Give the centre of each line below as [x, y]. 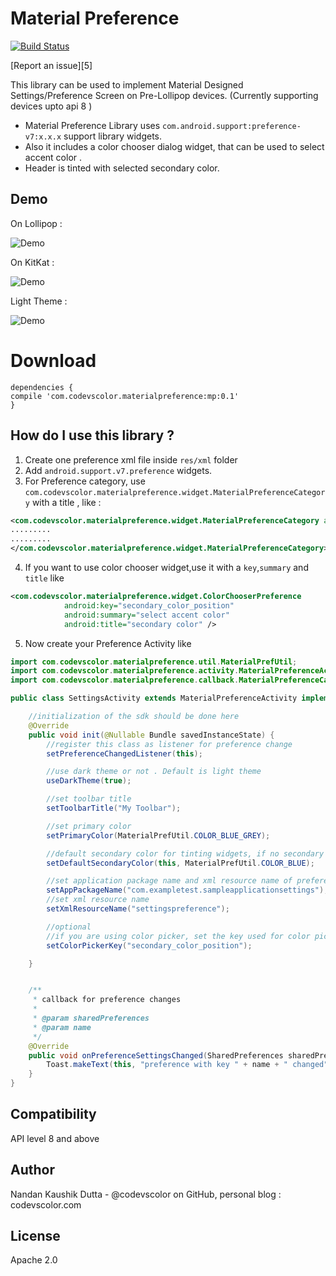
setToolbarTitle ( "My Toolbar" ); [114, 808]
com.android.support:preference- [232, 126]
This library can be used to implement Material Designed [127, 84]
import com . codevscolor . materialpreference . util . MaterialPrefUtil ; [154, 662]
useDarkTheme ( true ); [89, 781]
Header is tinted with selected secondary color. [122, 168]
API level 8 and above [55, 1138]
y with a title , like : [63, 502]
